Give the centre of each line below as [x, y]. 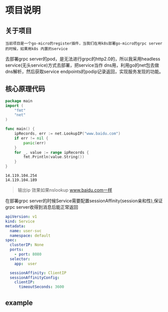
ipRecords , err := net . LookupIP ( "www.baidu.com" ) [68, 134]
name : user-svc [26, 231]
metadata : [16, 226]
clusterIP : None [27, 245]
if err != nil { [32, 138]
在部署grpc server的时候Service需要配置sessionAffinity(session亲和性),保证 [84, 201]
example [19, 303]
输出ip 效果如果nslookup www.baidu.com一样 [65, 190]
